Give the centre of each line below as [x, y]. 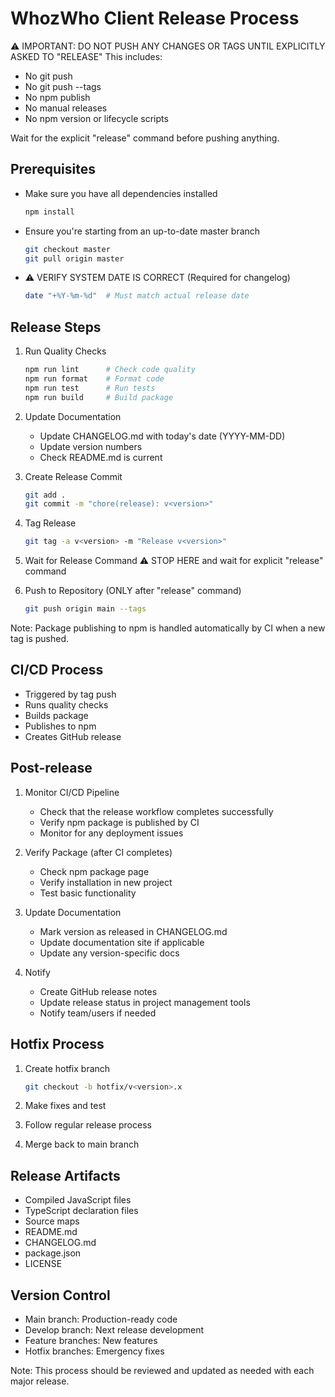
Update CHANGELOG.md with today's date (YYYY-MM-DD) [162, 436]
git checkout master [67, 249]
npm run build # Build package [99, 397]
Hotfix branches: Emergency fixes [94, 1351]
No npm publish [57, 97]
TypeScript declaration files [81, 1211]
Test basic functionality [88, 893]
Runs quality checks [66, 704]
